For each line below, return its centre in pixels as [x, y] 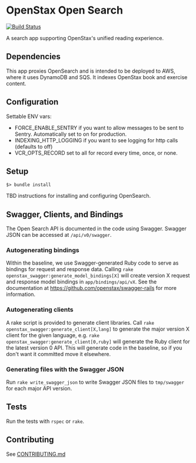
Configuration [32, 102]
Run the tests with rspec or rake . [45, 421]
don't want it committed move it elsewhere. [58, 354]
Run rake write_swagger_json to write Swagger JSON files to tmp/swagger [95, 382]
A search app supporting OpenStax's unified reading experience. [85, 38]
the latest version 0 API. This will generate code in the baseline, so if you [94, 348]
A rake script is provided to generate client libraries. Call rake [80, 322]
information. [21, 294]
